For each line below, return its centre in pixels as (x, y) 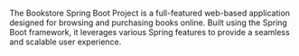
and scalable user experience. (65, 42)
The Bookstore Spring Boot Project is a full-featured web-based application (150, 13)
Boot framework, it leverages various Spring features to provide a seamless (150, 32)
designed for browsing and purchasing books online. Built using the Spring (148, 23)
